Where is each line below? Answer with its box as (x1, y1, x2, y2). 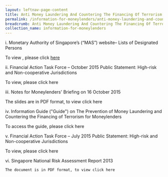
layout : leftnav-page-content (5, 7, 68, 12)
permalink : (5, 16, 28, 21)
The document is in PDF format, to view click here (5, 167, 115, 172)
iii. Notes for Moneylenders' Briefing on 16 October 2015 (5, 89, 121, 95)
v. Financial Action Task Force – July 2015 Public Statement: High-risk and (5, 133, 158, 139)
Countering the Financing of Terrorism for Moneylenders (5, 113, 122, 120)
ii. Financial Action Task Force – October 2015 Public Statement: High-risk (5, 64, 157, 70)
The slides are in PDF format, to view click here (5, 98, 102, 105)
